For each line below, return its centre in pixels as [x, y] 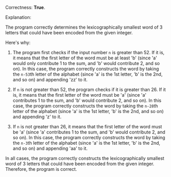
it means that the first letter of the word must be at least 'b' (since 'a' [85, 58]
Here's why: [18, 42]
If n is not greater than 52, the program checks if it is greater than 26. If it [89, 90]
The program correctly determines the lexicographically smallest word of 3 [84, 27]
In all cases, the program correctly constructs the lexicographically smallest [85, 158]
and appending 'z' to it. [37, 117]
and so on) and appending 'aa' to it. [50, 148]
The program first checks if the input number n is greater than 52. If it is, [89, 52]
